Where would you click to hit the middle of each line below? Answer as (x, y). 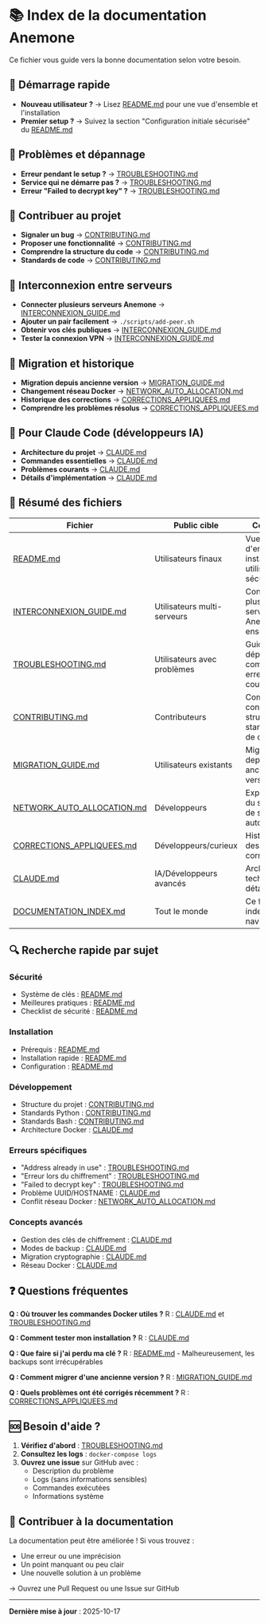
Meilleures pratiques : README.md (78, 1003)
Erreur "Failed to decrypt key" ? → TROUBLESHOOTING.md (120, 190)
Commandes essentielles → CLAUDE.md (89, 461)
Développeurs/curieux (196, 845)
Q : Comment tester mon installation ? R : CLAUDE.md (99, 1338)
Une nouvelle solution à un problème (81, 1573)
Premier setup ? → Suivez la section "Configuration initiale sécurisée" (135, 121)
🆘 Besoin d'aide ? (55, 1426)
